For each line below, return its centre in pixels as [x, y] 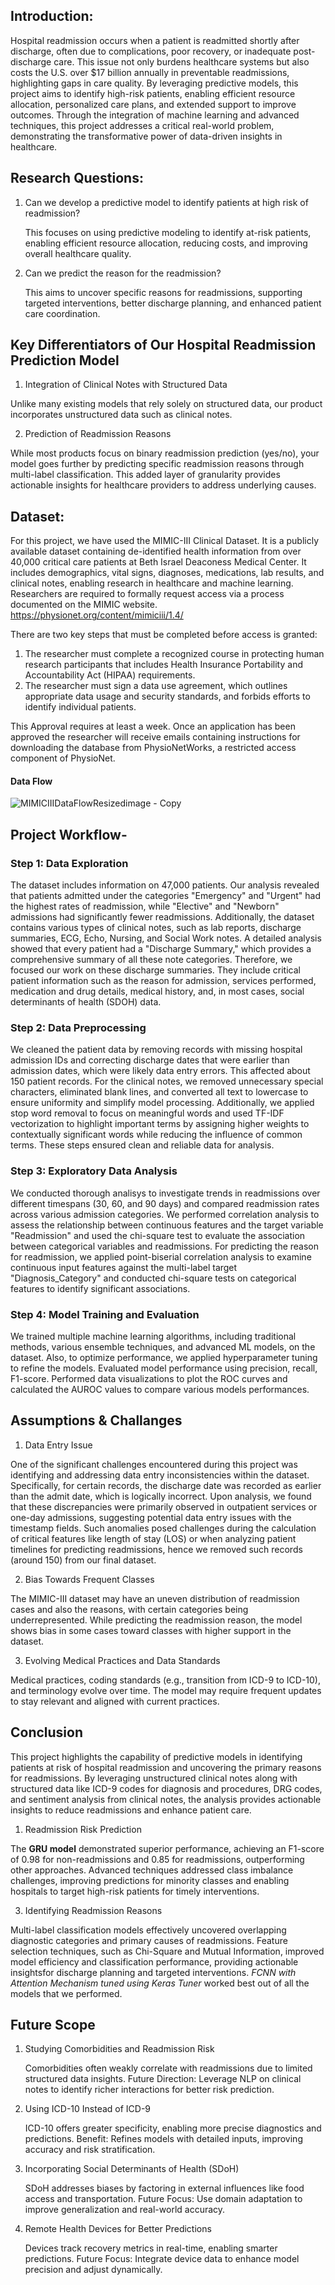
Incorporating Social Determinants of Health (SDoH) [132, 2169]
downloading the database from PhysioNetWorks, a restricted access [153, 748]
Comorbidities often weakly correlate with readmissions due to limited [168, 2068]
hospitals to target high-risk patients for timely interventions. [135, 1891]
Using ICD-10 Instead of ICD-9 [88, 2109]
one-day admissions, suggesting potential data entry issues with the [151, 1517]
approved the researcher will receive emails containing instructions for [155, 737]
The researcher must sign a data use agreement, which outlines [156, 686]
